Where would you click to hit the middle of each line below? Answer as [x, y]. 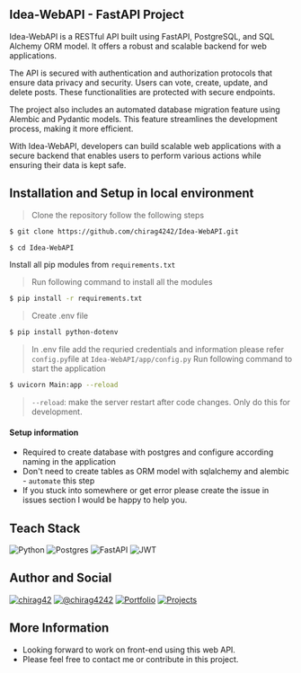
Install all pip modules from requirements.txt [93, 265]
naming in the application [69, 462]
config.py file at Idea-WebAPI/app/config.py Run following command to [162, 359]
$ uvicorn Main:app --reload [64, 385]
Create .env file [59, 316]
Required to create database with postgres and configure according [148, 452]
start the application [68, 368]
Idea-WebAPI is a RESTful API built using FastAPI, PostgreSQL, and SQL [142, 36]
